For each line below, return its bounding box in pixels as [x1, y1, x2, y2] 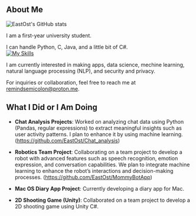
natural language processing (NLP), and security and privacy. [6, 67, 155, 75]
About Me [6, 5, 43, 15]
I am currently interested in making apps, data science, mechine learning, [6, 61, 185, 68]
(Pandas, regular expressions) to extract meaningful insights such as [14, 124, 182, 131]
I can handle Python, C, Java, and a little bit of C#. [6, 43, 128, 50]
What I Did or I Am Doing [6, 102, 97, 112]
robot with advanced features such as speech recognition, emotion [14, 154, 178, 162]
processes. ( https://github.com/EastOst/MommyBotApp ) [14, 173, 152, 180]
